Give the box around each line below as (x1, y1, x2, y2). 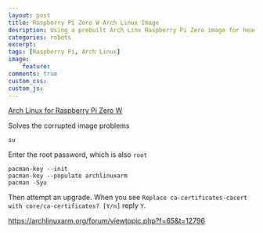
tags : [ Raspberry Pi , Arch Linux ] (8, 48, 121, 56)
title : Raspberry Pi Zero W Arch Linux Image (8, 19, 159, 27)
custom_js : (8, 84, 44, 93)
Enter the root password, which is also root (8, 150, 148, 159)
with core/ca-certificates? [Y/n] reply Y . (8, 201, 146, 210)
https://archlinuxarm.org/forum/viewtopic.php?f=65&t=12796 (8, 217, 206, 226)
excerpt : (8, 41, 37, 49)
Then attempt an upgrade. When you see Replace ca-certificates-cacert (8, 193, 248, 202)
